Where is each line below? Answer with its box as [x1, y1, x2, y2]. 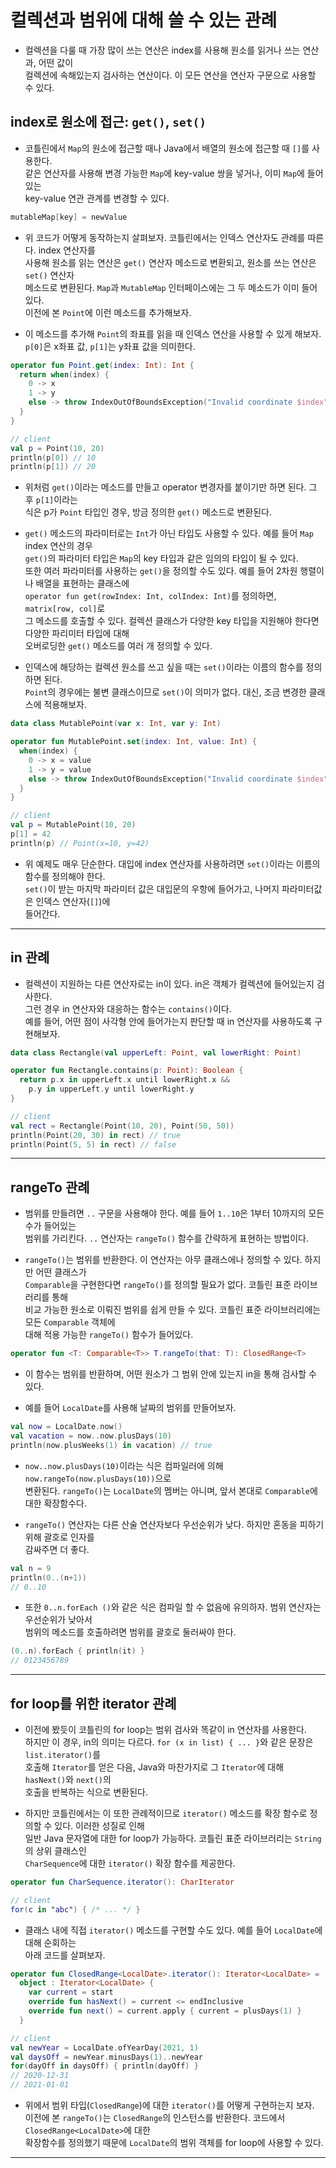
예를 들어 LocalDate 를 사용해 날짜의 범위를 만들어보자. [24, 1402, 237, 1414]
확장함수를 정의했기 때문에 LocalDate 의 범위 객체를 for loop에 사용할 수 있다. [24, 2137, 324, 2149]
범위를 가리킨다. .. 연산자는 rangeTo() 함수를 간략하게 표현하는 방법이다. [24, 1232, 310, 1245]
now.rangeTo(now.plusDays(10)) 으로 [24, 1472, 172, 1484]
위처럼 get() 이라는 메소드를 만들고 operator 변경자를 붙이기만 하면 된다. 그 [24, 481, 318, 493]
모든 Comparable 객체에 [24, 1316, 116, 1328]
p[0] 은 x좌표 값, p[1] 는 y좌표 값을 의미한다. [24, 340, 196, 352]
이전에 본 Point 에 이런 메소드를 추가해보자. [24, 306, 192, 318]
